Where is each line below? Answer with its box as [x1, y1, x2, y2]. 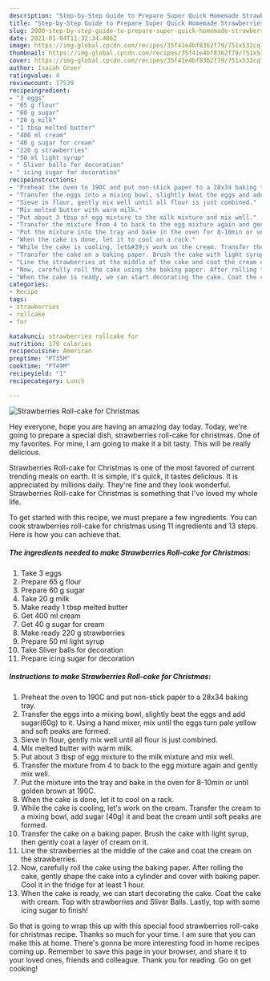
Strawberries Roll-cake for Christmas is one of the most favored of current [9, 462, 255, 472]
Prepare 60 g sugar [20, 585, 86, 595]
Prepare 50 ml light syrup [20, 636, 105, 646]
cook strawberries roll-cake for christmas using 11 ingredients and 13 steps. [9, 521, 259, 531]
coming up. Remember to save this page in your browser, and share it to [9, 946, 247, 956]
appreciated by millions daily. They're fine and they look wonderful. [9, 479, 232, 490]
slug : [9, 26, 27, 35]
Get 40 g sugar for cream [20, 619, 105, 629]
